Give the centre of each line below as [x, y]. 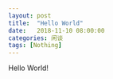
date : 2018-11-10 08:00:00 [56, 30]
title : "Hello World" [46, 23]
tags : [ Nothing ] [35, 45]
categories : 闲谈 [36, 38]
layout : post [30, 16]
